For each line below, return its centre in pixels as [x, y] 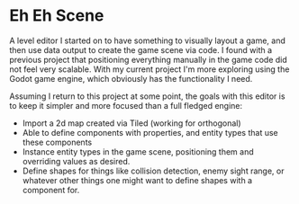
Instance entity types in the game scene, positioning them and [138, 151]
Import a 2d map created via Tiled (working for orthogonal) [131, 123]
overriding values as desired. [76, 161]
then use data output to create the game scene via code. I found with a [141, 49]
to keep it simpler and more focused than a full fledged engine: [126, 105]
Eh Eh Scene [57, 16]
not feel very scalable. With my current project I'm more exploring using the [149, 69]
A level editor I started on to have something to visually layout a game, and [147, 40]
